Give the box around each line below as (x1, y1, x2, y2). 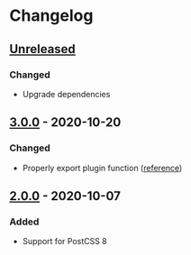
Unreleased (9, 41, 77, 57)
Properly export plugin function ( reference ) (22, 162, 183, 173)
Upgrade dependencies (22, 88, 111, 99)
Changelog (9, 5, 94, 26)
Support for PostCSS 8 (22, 236, 107, 247)
